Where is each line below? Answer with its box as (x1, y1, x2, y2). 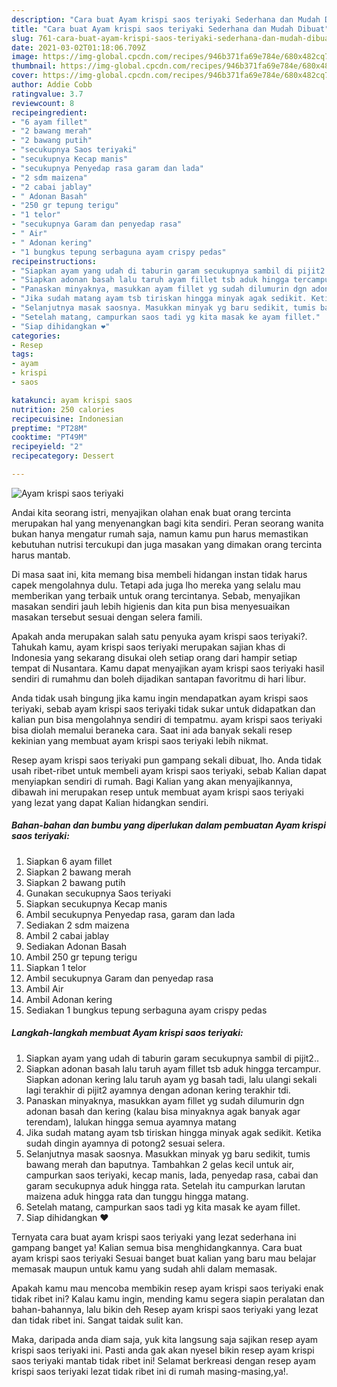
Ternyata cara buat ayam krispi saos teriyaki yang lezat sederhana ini (11, 1231, 297, 1243)
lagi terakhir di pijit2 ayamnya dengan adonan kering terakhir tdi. (25, 1084, 291, 1096)
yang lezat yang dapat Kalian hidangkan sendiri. (11, 796, 209, 808)
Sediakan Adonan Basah (25, 940, 128, 952)
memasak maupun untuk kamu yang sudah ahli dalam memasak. (11, 1262, 278, 1275)
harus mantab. (11, 549, 71, 561)
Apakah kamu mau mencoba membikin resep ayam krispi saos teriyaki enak (11, 1282, 324, 1294)
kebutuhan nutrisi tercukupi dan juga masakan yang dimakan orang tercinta (11, 538, 323, 550)
